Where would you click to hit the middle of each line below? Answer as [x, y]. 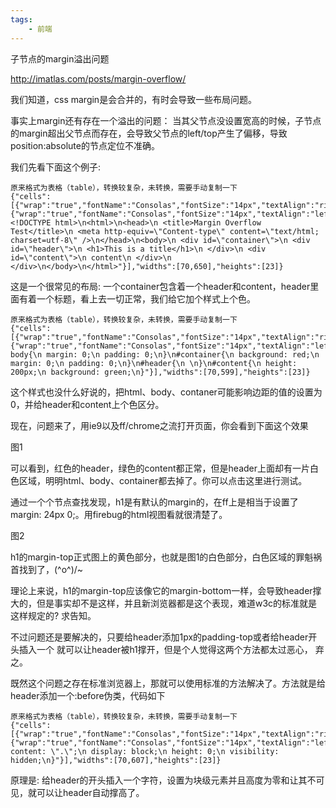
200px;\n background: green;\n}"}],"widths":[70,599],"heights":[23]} [160, 372]
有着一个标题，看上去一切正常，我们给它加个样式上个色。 [137, 298]
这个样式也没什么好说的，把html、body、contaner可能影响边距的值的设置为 [166, 392]
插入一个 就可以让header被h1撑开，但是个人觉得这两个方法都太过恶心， [165, 649]
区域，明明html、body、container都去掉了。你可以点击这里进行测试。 [163, 480]
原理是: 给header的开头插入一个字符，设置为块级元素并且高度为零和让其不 [163, 780]
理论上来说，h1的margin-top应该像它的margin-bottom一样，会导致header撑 [166, 590]
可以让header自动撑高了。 [90, 792]
